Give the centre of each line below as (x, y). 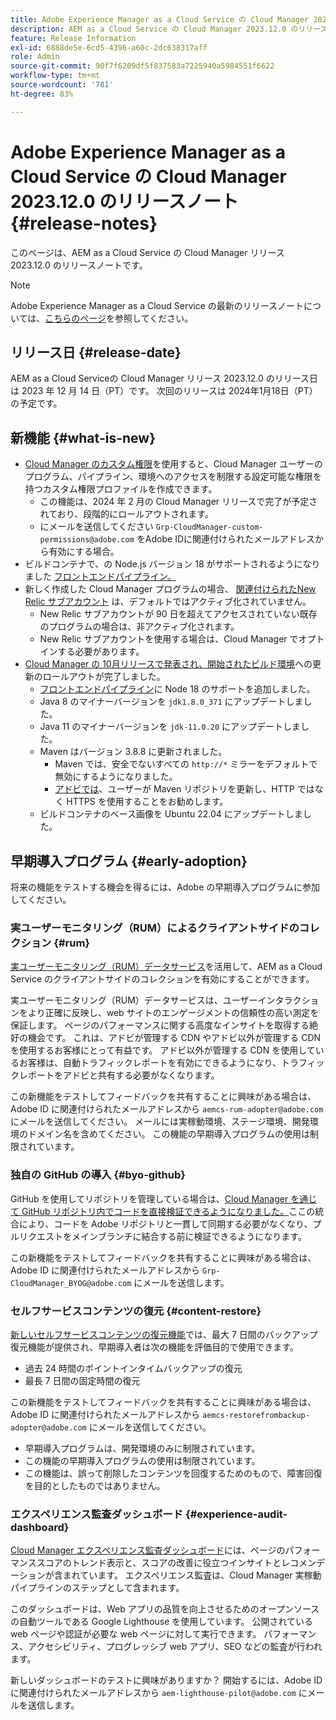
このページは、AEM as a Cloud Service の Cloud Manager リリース (147, 252)
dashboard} (40, 1527)
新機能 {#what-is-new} (83, 437)
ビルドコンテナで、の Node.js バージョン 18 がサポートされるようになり (172, 564)
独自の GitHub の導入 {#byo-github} (98, 1175)
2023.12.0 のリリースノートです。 (79, 265)
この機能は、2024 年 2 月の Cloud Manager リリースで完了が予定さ (178, 502)
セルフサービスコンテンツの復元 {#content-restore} (136, 1311)
